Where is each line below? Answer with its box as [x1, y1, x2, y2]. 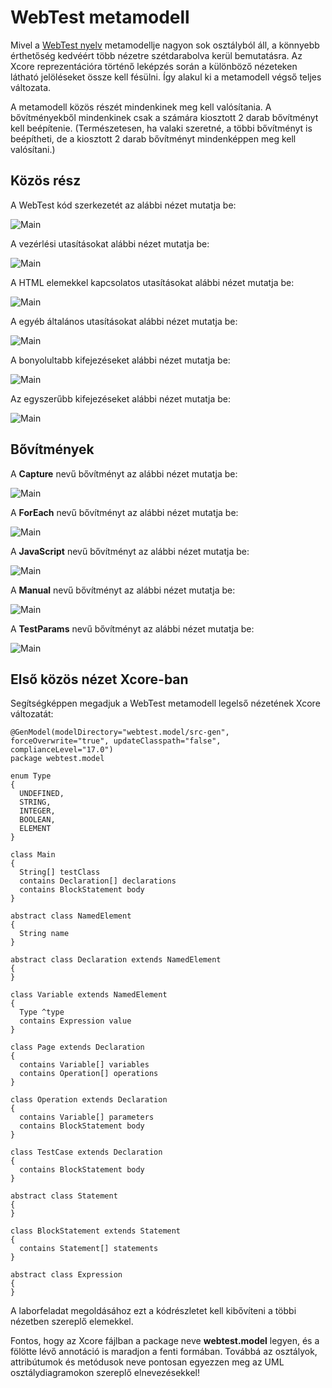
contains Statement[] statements [19, 1244, 159, 1254]
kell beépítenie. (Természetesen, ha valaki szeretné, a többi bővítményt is [10, 122, 313, 134]
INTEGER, [19, 806, 56, 816]
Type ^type [19, 1007, 65, 1018]
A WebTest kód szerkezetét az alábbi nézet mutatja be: [10, 199, 237, 211]
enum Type [10, 771, 52, 781]
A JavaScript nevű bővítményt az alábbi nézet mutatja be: [10, 545, 250, 557]
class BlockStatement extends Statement [10, 1226, 182, 1236]
